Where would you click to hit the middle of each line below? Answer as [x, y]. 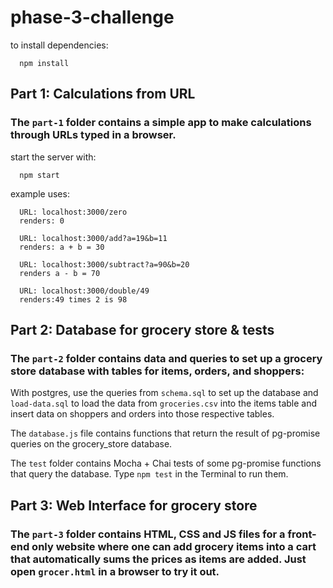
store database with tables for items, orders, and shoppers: [157, 371]
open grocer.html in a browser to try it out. [115, 571]
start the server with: [53, 157]
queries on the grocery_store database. [91, 444]
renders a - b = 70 [60, 273]
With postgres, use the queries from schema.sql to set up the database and [164, 393]
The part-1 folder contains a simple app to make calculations [161, 123]
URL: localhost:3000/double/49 [84, 291]
